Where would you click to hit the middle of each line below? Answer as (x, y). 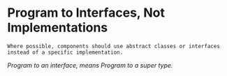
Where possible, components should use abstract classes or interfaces (113, 46)
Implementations (58, 28)
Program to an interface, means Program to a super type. (90, 65)
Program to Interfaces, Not (86, 13)
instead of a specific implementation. (65, 52)
